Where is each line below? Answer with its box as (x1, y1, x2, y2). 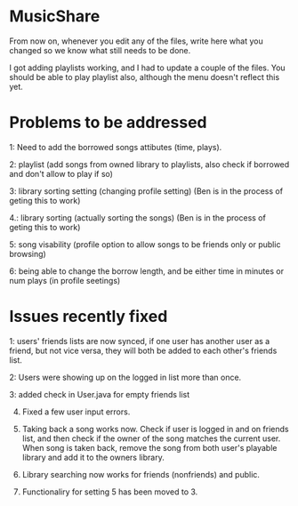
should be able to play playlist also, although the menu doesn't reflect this (9, 71, 280, 82)
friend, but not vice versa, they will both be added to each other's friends (9, 345, 278, 356)
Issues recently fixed (9, 307, 168, 326)
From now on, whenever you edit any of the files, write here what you (9, 36, 264, 46)
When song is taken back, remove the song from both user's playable (21, 442, 278, 453)
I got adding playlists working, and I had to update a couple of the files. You (9, 62, 286, 73)
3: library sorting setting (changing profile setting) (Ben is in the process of (9, 185, 283, 197)
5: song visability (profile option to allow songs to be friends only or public (9, 238, 281, 250)
